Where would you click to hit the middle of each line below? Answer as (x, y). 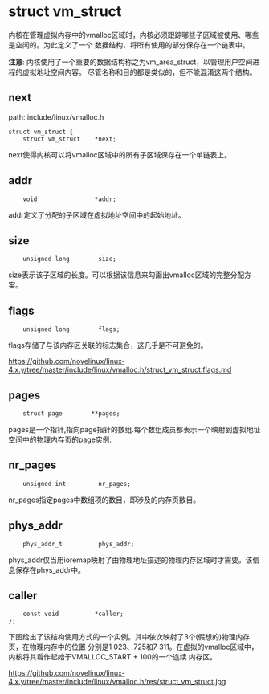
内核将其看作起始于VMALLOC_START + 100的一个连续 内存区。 (113, 657)
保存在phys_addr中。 (50, 569)
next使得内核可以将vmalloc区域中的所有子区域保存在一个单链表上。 (120, 154)
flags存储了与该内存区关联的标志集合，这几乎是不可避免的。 (108, 345)
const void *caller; (73, 614)
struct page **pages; (71, 414)
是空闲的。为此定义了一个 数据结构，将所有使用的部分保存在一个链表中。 (129, 45)
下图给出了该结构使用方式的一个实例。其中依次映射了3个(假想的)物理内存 (129, 637)
